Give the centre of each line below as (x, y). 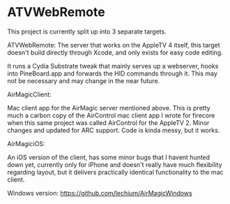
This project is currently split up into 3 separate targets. (87, 31)
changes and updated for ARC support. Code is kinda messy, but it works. (114, 130)
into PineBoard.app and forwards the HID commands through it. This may (113, 73)
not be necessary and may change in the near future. (84, 80)
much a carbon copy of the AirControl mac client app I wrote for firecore (111, 115)
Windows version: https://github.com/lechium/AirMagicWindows (100, 193)
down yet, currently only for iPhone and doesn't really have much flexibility (115, 164)
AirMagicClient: (30, 94)
